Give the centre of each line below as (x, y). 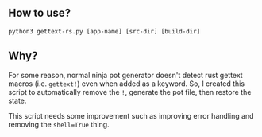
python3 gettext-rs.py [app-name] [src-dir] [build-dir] (104, 31)
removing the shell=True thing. (59, 124)
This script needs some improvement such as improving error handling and (131, 115)
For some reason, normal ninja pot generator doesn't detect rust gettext (126, 75)
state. (17, 100)
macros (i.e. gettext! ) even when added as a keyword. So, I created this (126, 84)
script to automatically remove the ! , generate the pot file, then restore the (130, 92)
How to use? (40, 13)
